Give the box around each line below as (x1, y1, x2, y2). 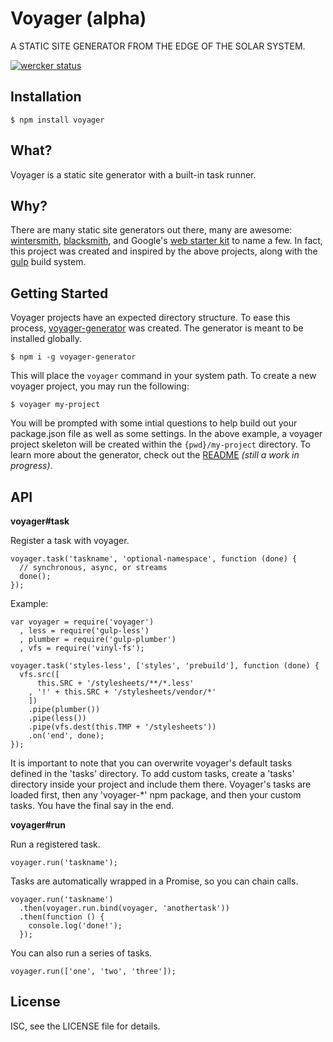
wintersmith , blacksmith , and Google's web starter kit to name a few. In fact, (10, 235, 323, 247)
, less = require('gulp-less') (19, 626, 150, 636)
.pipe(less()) (28, 713, 87, 723)
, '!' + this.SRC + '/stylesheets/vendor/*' (28, 687, 217, 697)
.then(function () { (19, 912, 105, 922)
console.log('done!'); (28, 921, 123, 931)
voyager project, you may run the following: (10, 380, 190, 392)
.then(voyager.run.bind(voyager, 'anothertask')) (19, 903, 230, 913)
